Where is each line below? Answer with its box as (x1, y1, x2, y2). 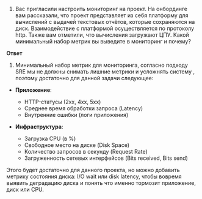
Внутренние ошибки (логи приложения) (24, 111, 129, 118)
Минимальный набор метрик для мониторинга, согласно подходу (15, 61, 188, 69)
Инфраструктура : (15, 123, 63, 130)
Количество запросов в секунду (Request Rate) (24, 148, 148, 155)
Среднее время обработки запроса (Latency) (24, 105, 143, 112)
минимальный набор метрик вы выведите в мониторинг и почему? (15, 38, 191, 45)
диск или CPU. (6, 186, 45, 193)
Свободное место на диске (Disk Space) (24, 141, 130, 149)
